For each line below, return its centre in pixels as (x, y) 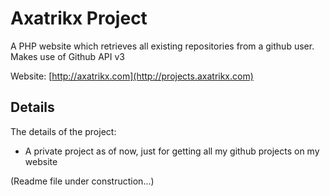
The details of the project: (63, 131)
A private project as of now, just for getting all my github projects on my (172, 151)
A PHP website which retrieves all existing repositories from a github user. (162, 46)
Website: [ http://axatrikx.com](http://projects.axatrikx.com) (132, 76)
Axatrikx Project (79, 18)
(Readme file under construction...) (82, 181)
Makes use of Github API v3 (67, 56)
